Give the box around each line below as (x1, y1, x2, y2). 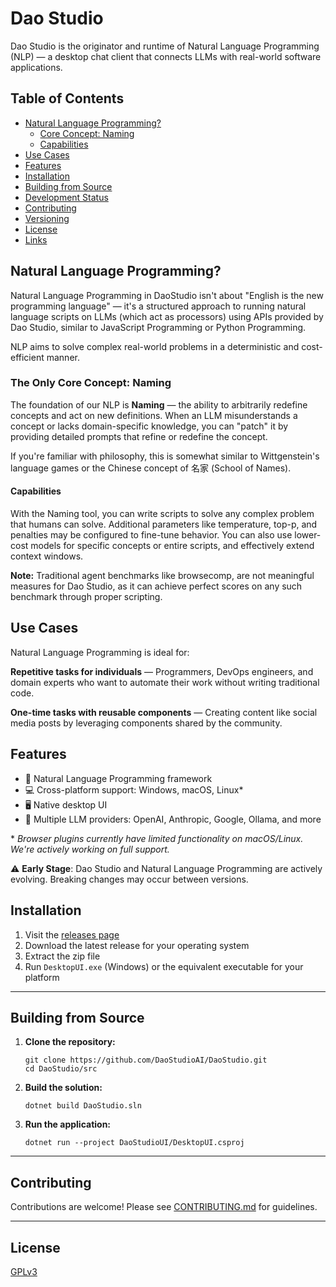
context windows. (10, 550, 84, 562)
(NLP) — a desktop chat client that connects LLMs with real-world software (10, 50, 322, 62)
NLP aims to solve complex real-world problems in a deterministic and (10, 340, 300, 352)
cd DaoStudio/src (24, 1064, 98, 1074)
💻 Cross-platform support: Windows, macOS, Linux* (24, 783, 244, 796)
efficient (10, 351, 45, 363)
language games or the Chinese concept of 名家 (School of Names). (10, 462, 292, 474)
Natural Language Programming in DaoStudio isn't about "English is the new (10, 289, 324, 301)
